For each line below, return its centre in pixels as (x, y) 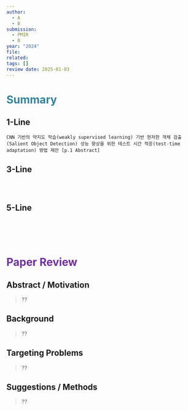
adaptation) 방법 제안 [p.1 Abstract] (53, 151)
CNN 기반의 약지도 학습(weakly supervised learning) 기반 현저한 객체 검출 (94, 138)
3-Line (19, 169)
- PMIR (20, 35)
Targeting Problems (45, 353)
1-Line (18, 122)
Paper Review (42, 262)
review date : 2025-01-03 (38, 69)
